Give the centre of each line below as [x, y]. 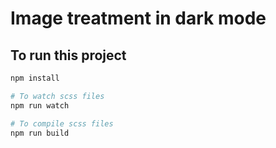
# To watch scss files [57, 96]
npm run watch [40, 105]
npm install [35, 78]
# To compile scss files [62, 123]
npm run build [40, 133]
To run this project [68, 55]
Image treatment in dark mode [138, 18]
